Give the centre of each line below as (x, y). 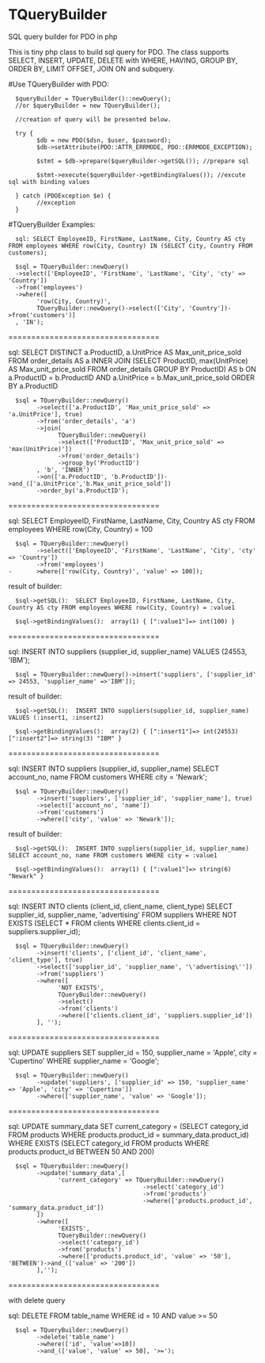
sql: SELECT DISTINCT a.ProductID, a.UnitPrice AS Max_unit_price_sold (125, 352)
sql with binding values (49, 182)
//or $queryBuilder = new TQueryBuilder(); (88, 105)
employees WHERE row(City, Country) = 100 (80, 529)
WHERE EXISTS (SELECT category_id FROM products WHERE (109, 1143)
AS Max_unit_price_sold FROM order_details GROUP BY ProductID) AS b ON (132, 369)
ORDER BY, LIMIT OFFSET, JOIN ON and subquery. (92, 68)
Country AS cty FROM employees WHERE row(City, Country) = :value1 (122, 607)
